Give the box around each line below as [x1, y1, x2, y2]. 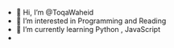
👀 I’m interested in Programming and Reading [15, 16, 167, 26]
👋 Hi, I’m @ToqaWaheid [15, 8, 94, 17]
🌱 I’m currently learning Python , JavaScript [15, 25, 161, 34]
